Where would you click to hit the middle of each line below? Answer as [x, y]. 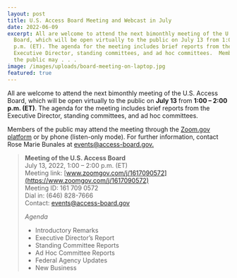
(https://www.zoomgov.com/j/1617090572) [87, 180]
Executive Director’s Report [75, 238]
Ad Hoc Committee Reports [75, 253]
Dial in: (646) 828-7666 [59, 195]
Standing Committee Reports [77, 245]
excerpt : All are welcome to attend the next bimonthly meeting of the [115, 34]
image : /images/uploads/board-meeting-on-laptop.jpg [86, 66]
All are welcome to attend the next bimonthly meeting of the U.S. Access [113, 93]
